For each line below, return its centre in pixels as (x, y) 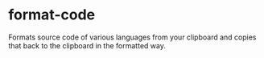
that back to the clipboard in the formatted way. (87, 45)
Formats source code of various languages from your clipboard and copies (132, 37)
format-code (52, 15)
